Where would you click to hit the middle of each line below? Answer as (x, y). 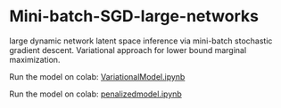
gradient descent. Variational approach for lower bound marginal (128, 50)
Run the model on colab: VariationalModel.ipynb (97, 76)
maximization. (35, 59)
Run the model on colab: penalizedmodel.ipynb (96, 94)
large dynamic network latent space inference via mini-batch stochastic (141, 41)
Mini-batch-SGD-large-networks (134, 16)
